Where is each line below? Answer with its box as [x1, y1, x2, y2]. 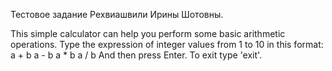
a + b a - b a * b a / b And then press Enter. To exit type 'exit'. [10, 49, 263, 61]
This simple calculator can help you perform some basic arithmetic [10, 28, 286, 39]
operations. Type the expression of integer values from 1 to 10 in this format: [10, 39, 324, 50]
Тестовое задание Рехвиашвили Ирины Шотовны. [10, 9, 224, 20]
